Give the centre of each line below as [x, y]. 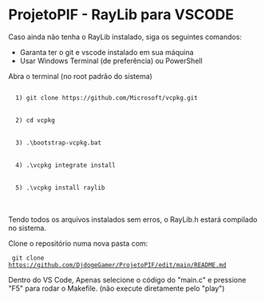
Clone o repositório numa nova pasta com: [78, 243]
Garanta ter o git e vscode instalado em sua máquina [107, 52]
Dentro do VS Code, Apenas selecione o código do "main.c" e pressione [127, 279]
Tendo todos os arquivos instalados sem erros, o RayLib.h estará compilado [133, 219]
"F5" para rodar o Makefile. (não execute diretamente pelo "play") [117, 288]
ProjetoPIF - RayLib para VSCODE [121, 15]
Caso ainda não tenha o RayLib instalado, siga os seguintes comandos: [125, 37]
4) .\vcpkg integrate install [65, 165]
